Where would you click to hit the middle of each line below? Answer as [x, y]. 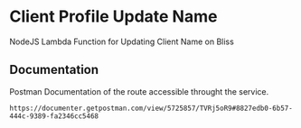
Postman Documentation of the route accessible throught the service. [139, 91]
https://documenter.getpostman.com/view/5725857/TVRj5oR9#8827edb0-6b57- [151, 108]
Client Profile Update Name [113, 17]
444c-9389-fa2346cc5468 [54, 116]
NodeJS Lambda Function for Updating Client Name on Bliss [122, 41]
